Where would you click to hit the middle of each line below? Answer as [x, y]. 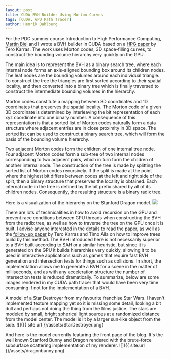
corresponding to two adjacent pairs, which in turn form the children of [79, 160]
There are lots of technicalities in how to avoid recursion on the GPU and [81, 213]
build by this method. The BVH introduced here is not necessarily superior [83, 240]
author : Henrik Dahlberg [31, 24]
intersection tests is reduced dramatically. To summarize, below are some [82, 277]
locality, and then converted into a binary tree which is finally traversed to [82, 86]
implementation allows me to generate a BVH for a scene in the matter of [81, 267]
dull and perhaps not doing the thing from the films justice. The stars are [81, 309]
